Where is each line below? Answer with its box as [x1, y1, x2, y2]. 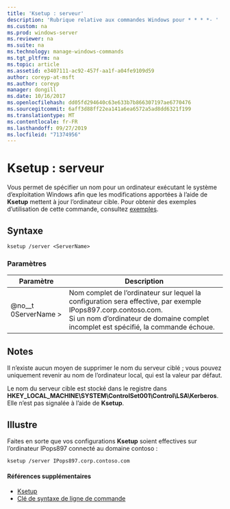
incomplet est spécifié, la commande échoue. [68, 323, 216, 332]
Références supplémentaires [7, 472, 91, 480]
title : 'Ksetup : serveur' [7, 10, 84, 17]
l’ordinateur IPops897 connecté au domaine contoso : [7, 444, 158, 452]
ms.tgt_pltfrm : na [7, 55, 60, 62]
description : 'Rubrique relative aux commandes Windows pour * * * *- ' [7, 16, 219, 23]
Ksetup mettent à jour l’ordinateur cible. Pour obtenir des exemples [7, 198, 196, 206]
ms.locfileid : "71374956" [7, 131, 81, 138]
